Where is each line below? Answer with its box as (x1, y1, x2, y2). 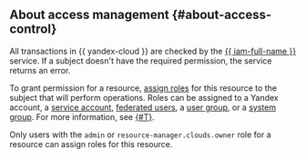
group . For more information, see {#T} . (9, 111, 155, 122)
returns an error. (9, 65, 71, 75)
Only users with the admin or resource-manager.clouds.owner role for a (9, 129, 271, 140)
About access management (9, 7, 170, 23)
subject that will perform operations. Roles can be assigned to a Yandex (9, 92, 280, 103)
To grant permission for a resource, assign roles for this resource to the (9, 82, 278, 94)
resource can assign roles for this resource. (9, 138, 173, 149)
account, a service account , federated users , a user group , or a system (9, 102, 276, 113)
